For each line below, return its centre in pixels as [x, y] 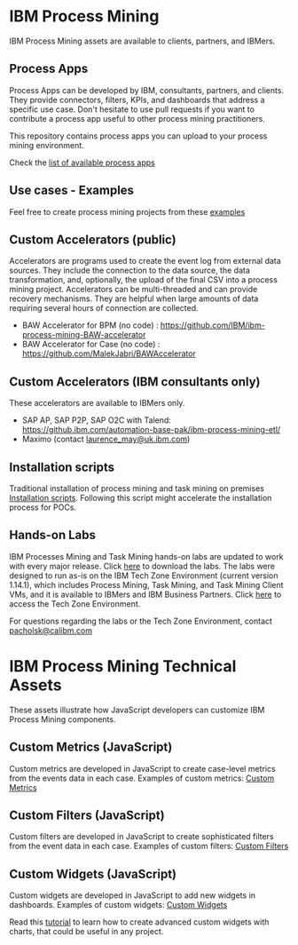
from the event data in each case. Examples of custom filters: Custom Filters [149, 846]
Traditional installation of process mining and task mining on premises [137, 488]
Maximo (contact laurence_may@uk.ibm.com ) [106, 439]
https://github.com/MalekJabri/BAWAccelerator [109, 353]
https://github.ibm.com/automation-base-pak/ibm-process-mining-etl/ [151, 430]
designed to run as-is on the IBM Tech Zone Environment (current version [144, 576]
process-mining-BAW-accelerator [84, 335]
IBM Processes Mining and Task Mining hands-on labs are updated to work [146, 556]
